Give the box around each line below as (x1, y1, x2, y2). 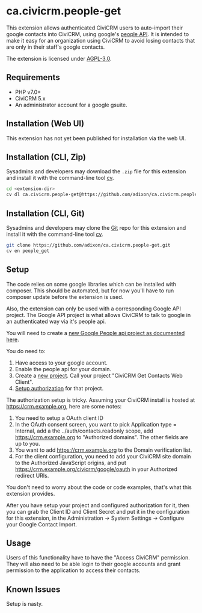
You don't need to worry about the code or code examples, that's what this (6, 483, 192, 491)
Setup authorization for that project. (14, 384, 104, 392)
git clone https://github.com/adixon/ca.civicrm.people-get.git (6, 242, 171, 248)
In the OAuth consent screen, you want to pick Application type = (14, 420, 177, 428)
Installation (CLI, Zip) (6, 152, 86, 162)
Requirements (6, 72, 60, 82)
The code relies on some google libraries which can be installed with (6, 280, 176, 288)
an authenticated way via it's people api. (6, 318, 106, 325)
